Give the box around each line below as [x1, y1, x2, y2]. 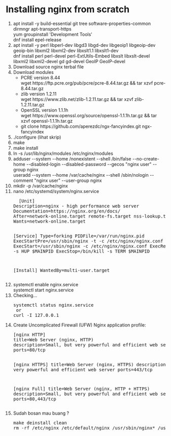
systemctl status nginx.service [13, 302, 94, 308]
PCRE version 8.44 [20, 74, 60, 80]
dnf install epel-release [13, 37, 62, 43]
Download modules [13, 69, 54, 75]
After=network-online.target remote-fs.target [13, 213, 131, 219]
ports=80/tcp [13, 347, 46, 352]
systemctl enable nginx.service [13, 281, 79, 287]
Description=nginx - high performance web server [13, 203, 139, 209]
